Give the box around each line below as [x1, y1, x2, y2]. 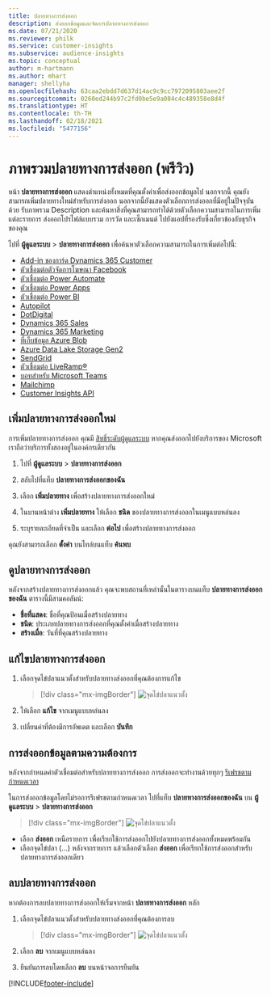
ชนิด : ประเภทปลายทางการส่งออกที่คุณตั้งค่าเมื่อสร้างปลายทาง [19, 619, 179, 629]
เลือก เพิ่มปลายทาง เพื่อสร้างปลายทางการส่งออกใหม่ [19, 491, 155, 500]
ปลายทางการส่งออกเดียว [19, 852, 85, 862]
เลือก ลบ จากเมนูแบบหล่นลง [19, 946, 95, 956]
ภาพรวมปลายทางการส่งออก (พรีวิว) [8, 159, 195, 178]
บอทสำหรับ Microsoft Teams [19, 370, 107, 380]
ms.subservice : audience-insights [8, 49, 125, 57]
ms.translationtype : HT [8, 102, 89, 110]
